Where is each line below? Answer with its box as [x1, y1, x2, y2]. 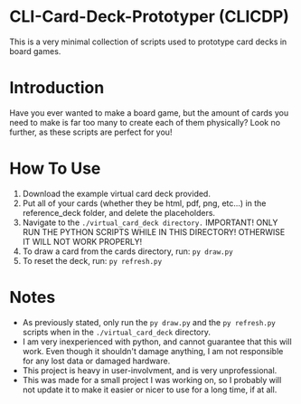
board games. [9, 45, 61, 56]
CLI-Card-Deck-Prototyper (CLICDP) [9, 6, 289, 27]
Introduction [9, 78, 105, 99]
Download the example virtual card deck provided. [22, 188, 211, 199]
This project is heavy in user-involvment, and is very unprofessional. [22, 364, 277, 376]
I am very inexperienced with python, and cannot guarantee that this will [22, 336, 292, 347]
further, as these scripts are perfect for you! [9, 127, 173, 137]
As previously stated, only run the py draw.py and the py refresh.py [22, 316, 276, 327]
